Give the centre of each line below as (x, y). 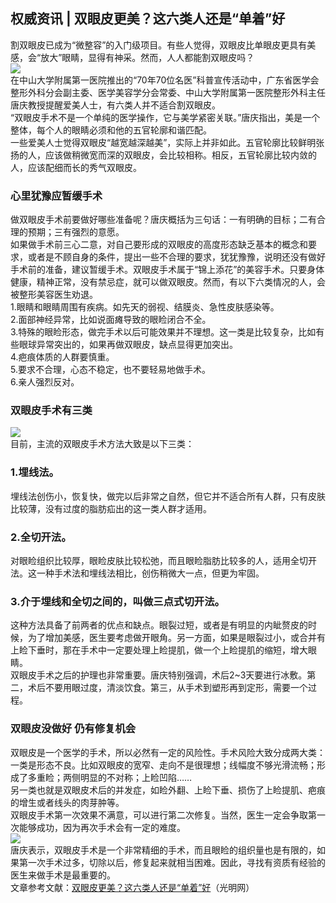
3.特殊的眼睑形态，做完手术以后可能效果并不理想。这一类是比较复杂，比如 (163, 332)
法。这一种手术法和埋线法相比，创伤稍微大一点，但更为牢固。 (137, 573)
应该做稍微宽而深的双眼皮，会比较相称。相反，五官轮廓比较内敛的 (180, 155)
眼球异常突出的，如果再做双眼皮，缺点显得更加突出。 (128, 345)
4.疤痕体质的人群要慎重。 (62, 357)
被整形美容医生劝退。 (54, 295)
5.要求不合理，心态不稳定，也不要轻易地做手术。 (110, 370)
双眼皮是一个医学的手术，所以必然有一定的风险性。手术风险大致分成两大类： (168, 752)
